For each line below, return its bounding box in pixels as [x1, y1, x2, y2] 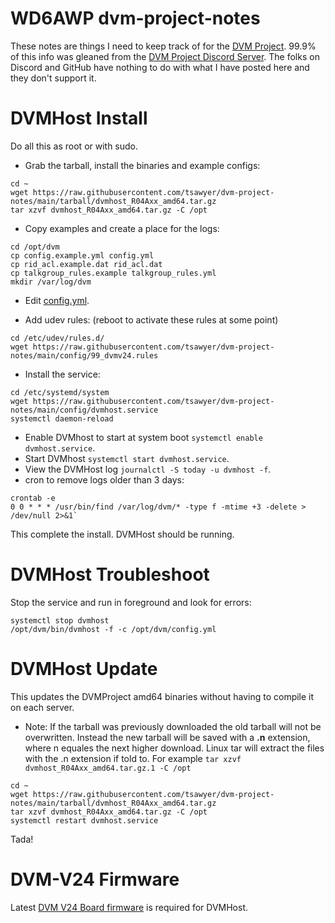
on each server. [10, 701, 75, 713]
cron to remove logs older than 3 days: [24, 473, 185, 486]
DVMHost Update [10, 658, 158, 680]
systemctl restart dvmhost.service [10, 815, 159, 826]
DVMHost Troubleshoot [10, 563, 210, 586]
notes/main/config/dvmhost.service [10, 405, 159, 415]
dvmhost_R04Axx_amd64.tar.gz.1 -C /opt [24, 763, 192, 773]
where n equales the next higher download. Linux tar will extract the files [24, 742, 325, 754]
